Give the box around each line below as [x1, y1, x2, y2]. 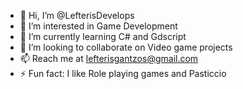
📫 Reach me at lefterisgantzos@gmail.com [19, 53, 199, 64]
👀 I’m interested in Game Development [19, 20, 178, 32]
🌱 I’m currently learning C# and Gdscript [19, 31, 187, 42]
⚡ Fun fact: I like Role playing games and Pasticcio [19, 68, 227, 79]
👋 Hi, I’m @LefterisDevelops [19, 10, 135, 21]
